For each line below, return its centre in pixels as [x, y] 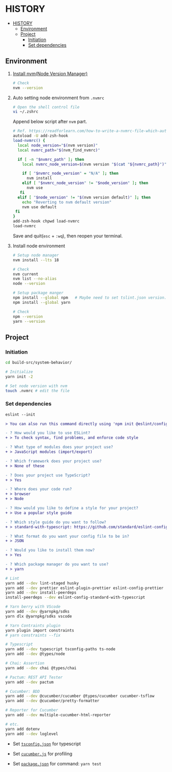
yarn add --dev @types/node [35, 654]
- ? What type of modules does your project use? [59, 447]
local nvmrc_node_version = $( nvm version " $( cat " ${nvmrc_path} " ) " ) [95, 164]
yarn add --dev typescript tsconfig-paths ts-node [60, 649]
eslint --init [20, 414]
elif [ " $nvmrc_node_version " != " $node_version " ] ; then [85, 183]
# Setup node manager [36, 255]
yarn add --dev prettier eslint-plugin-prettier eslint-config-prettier [84, 588]
